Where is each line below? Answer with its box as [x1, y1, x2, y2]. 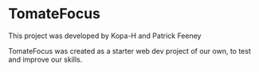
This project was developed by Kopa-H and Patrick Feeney [8, 31, 202, 40]
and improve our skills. [8, 55, 83, 64]
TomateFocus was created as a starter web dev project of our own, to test [8, 46, 251, 55]
